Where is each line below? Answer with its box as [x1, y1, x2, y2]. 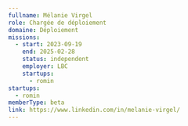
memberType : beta [8, 99, 65, 106]
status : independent [22, 56, 89, 63]
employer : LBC [22, 63, 68, 70]
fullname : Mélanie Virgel [8, 11, 92, 20]
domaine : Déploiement [8, 26, 79, 34]
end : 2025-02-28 [22, 48, 76, 56]
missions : [8, 33, 41, 41]
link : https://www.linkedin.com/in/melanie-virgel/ [8, 106, 180, 114]
